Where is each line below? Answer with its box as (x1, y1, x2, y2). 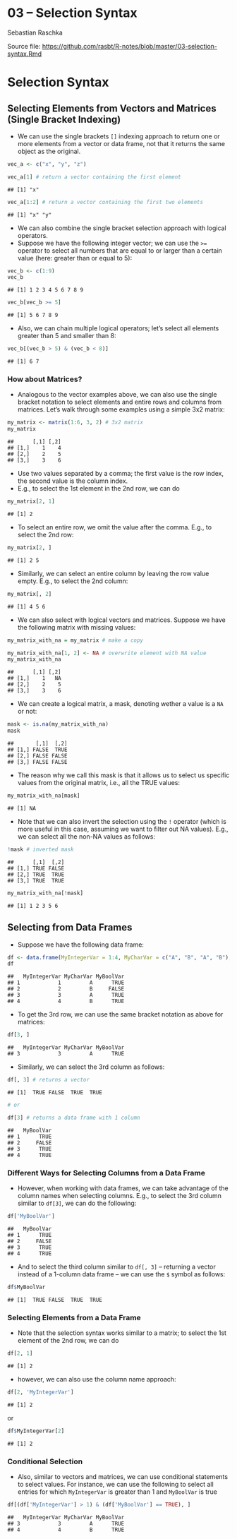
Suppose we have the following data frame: (17, 940, 145, 949)
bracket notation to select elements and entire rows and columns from (17, 397, 222, 407)
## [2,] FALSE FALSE (7, 753, 68, 760)
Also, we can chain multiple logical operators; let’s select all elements (17, 324, 219, 333)
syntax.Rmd (7, 49, 42, 58)
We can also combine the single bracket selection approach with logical (17, 224, 227, 232)
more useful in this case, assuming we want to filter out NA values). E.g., (17, 825, 229, 833)
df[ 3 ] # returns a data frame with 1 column (7, 1114, 140, 1121)
